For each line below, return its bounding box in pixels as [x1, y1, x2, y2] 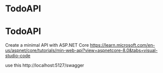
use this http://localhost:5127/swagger [5, 63, 84, 69]
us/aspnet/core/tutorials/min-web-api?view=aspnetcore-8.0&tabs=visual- [5, 48, 158, 54]
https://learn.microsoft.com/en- [89, 42, 155, 48]
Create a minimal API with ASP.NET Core [5, 42, 89, 48]
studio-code [5, 53, 31, 59]
